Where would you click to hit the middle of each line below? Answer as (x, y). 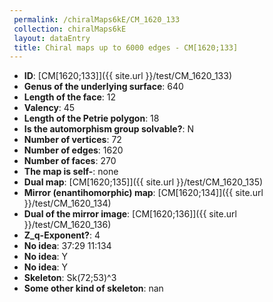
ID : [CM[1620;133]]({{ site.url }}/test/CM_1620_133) (127, 76)
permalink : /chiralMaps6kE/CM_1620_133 (97, 19)
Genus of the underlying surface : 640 (103, 87)
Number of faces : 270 (70, 161)
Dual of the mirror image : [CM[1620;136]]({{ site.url (130, 214)
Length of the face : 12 (70, 97)
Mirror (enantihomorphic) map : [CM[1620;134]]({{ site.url (143, 193)
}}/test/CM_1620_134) (67, 203)
